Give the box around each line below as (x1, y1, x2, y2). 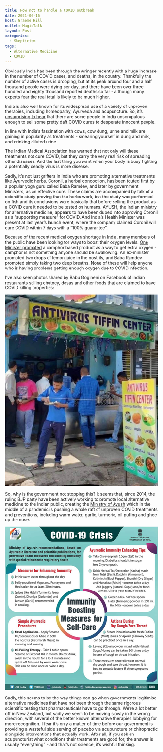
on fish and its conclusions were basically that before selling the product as (5, 198, 156, 204)
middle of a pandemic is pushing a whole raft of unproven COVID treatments (5, 506, 158, 513)
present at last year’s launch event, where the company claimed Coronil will (5, 219, 156, 225)
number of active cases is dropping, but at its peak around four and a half (5, 78, 152, 84)
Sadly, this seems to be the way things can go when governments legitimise (5, 695, 157, 701)
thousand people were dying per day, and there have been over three (5, 83, 144, 90)
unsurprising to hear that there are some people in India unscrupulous (5, 113, 145, 119)
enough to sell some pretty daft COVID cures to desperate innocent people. (5, 119, 156, 125)
